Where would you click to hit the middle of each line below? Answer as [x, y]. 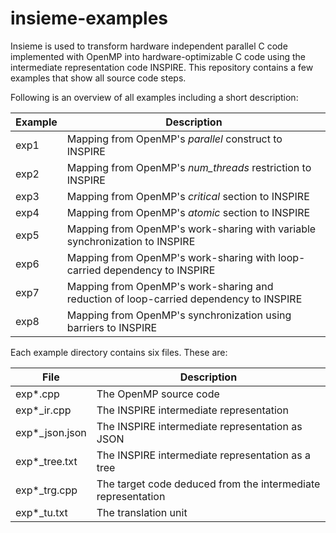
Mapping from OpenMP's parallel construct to [174, 139]
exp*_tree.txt [46, 461]
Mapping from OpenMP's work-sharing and [170, 286]
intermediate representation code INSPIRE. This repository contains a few [162, 67]
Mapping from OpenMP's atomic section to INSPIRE [188, 212]
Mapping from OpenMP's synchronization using [179, 315]
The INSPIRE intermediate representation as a [203, 455]
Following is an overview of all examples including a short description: [154, 97]
